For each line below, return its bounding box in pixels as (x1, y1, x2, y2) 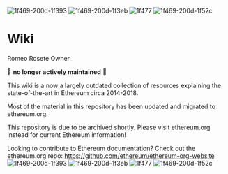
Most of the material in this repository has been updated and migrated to (7, 102, 216, 110)
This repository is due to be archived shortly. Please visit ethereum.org (7, 123, 211, 131)
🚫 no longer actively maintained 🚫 (7, 67, 107, 76)
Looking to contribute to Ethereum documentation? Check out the (7, 144, 196, 152)
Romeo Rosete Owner (7, 54, 70, 62)
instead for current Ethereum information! (7, 130, 127, 139)
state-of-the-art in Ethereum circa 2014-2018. (7, 88, 139, 97)
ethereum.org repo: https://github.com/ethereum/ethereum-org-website (7, 151, 215, 160)
